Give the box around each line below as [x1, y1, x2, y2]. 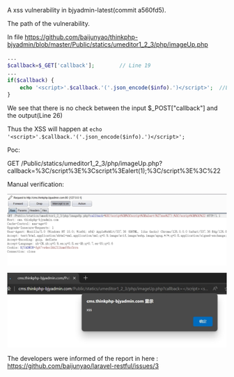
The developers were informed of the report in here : [7, 354, 159, 362]
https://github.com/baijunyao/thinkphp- [24, 33, 138, 41]
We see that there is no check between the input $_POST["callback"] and [7, 104, 218, 112]
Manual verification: [7, 180, 65, 189]
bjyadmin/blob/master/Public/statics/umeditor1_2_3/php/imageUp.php [7, 40, 209, 48]
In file [7, 33, 24, 41]
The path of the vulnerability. [7, 20, 91, 27]
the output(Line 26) [7, 111, 63, 120]
